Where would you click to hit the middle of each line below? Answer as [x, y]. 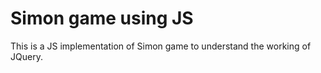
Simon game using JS [102, 18]
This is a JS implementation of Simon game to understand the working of [161, 46]
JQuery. [26, 56]
